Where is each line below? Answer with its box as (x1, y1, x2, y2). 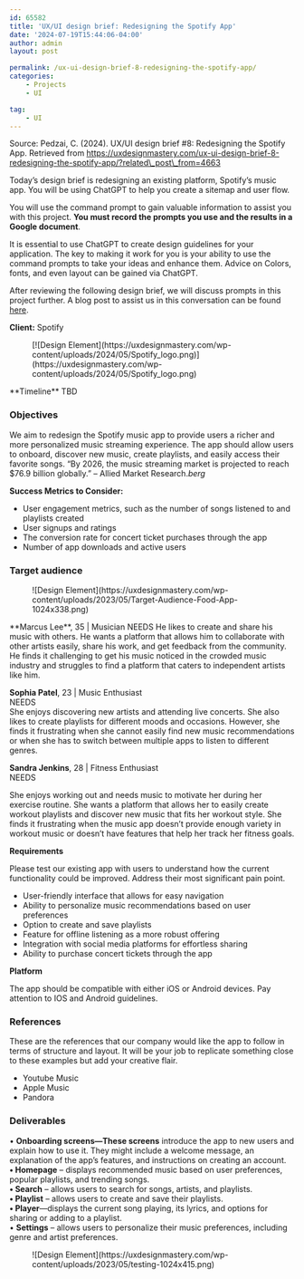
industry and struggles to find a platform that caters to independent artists (9, 659, 286, 670)
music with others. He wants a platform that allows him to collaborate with (9, 630, 285, 641)
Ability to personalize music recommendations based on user (22, 899, 252, 910)
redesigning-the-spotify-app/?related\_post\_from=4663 (9, 158, 222, 168)
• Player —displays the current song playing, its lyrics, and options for (9, 1202, 269, 1214)
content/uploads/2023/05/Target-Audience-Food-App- (32, 594, 238, 605)
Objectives (9, 409, 59, 421)
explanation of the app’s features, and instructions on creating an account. (9, 1154, 287, 1165)
